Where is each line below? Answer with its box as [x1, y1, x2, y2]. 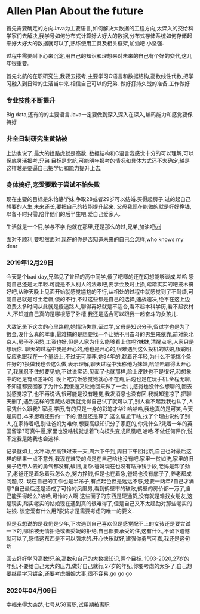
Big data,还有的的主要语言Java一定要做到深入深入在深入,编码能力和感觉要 [6, 111, 188, 118]
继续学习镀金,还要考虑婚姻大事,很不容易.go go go [11, 570, 133, 577]
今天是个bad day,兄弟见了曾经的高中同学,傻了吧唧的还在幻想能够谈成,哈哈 [6, 273, 187, 280]
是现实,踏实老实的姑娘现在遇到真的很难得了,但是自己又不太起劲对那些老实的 [6, 500, 193, 507]
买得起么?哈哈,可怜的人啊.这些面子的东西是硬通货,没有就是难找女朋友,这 [16, 492, 193, 499]
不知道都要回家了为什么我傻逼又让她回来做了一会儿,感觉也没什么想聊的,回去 [6, 383, 193, 390]
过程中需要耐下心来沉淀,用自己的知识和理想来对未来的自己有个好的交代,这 [6, 52, 187, 59]
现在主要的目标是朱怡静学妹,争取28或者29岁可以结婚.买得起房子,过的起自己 [6, 195, 191, 202]
